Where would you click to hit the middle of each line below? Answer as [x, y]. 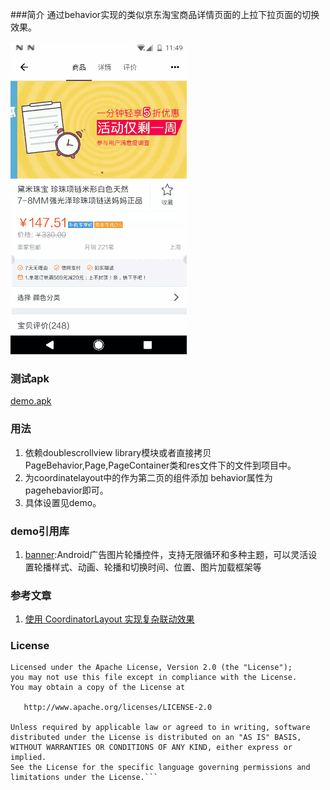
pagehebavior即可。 [66, 490]
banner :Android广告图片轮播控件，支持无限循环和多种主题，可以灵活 [166, 554]
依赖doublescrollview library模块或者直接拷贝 [118, 452]
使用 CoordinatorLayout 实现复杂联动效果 [109, 619]
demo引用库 [40, 531]
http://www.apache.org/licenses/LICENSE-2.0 [118, 708]
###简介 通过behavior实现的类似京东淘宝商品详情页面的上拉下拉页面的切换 [165, 14]
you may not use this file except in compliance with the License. [154, 678]
